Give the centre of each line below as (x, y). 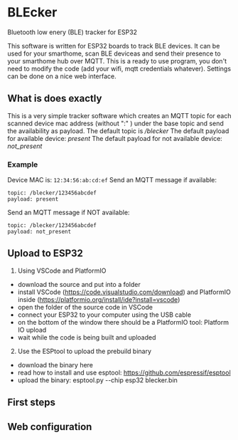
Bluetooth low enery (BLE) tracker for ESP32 (72, 32)
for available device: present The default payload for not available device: (115, 138)
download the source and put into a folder (79, 284)
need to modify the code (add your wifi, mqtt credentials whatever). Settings (119, 68)
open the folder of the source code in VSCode (85, 307)
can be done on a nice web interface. (62, 76)
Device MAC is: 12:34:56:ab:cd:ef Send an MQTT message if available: (112, 180)
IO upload (32, 330)
